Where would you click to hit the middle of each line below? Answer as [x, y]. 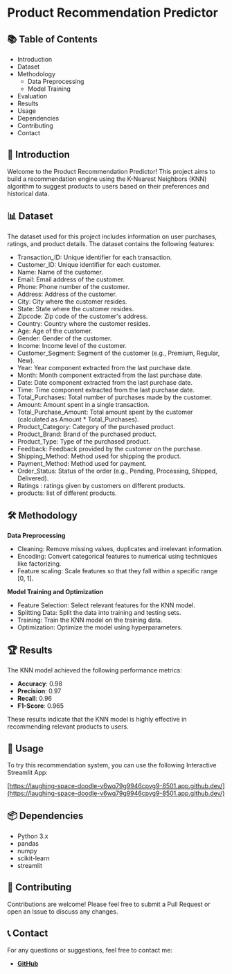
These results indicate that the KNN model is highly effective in [97, 720]
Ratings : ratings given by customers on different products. [101, 485]
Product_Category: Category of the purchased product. [96, 426]
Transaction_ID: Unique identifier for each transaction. [95, 257]
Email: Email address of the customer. [71, 279]
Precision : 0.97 [39, 691]
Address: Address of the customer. [67, 294]
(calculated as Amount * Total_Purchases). [78, 419]
